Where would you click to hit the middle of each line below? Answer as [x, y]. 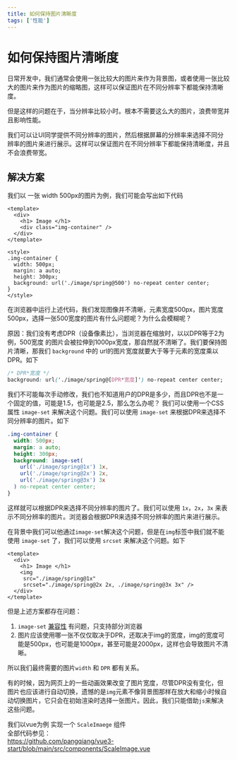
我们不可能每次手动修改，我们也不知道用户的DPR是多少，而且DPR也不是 [113, 394]
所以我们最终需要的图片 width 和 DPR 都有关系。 [75, 667]
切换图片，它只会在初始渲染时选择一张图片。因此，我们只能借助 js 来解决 [119, 700]
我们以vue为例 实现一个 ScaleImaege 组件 [67, 724]
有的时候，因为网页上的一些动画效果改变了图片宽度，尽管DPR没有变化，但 [116, 682]
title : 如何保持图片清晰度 [42, 14]
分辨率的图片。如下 [41, 421]
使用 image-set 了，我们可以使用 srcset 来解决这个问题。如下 [96, 540]
